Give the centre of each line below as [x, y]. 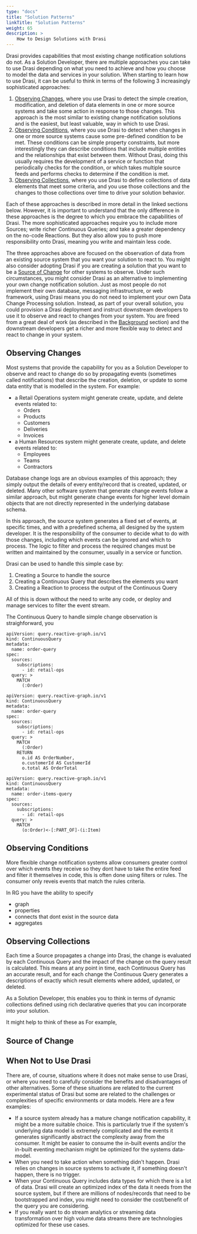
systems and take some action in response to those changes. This [95, 111]
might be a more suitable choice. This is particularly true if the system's [101, 1124]
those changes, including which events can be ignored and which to [89, 539]
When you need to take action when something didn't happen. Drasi [97, 1162]
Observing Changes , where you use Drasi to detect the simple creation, [101, 99]
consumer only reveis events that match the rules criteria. [76, 881]
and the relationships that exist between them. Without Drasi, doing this [101, 155]
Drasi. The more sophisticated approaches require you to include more [92, 223]
